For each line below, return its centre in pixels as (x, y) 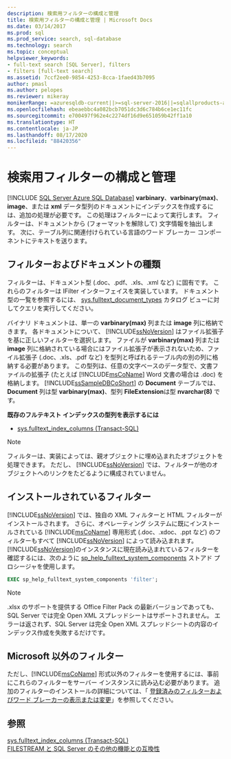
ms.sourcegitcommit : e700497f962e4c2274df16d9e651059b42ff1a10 (100, 115)
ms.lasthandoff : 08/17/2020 (47, 135)
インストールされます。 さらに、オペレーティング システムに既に (99, 523)
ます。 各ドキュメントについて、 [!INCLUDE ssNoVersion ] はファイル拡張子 (118, 331)
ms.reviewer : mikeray (38, 97)
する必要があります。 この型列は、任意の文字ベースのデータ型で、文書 (113, 366)
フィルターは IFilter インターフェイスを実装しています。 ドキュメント (122, 291)
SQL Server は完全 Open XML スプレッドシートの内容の (134, 624)
